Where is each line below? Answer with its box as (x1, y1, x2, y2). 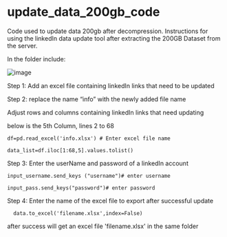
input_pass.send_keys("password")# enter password (7, 184, 155, 192)
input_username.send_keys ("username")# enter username (7, 172, 171, 179)
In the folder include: (7, 54, 66, 63)
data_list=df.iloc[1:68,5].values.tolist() (7, 147, 134, 154)
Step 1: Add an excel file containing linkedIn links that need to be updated (7, 81, 215, 90)
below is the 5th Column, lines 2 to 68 (7, 121, 115, 130)
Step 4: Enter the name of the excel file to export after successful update (7, 196, 214, 205)
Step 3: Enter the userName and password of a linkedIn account (7, 159, 189, 167)
